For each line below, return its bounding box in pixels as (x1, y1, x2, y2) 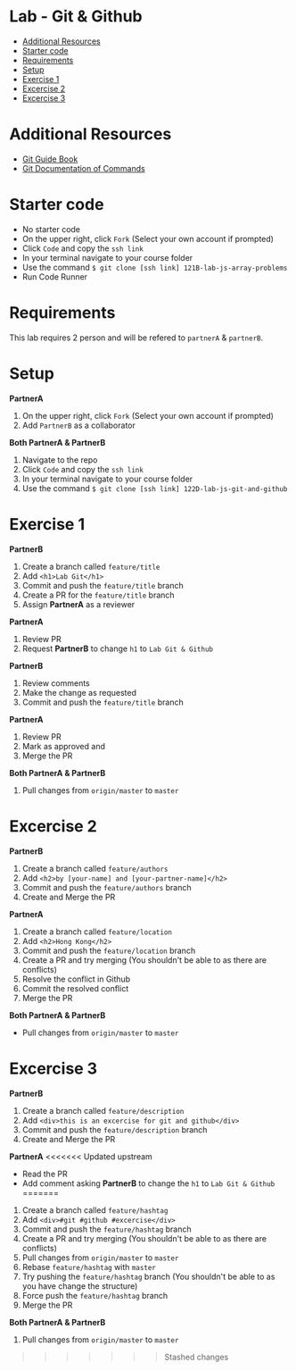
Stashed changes (164, 1351, 229, 1362)
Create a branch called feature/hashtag (21, 1204, 169, 1216)
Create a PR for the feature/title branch (21, 589, 176, 600)
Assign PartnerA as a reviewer (21, 598, 136, 609)
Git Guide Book (21, 154, 78, 164)
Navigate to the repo (21, 454, 98, 465)
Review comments (21, 677, 91, 689)
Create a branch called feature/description (21, 1105, 185, 1116)
